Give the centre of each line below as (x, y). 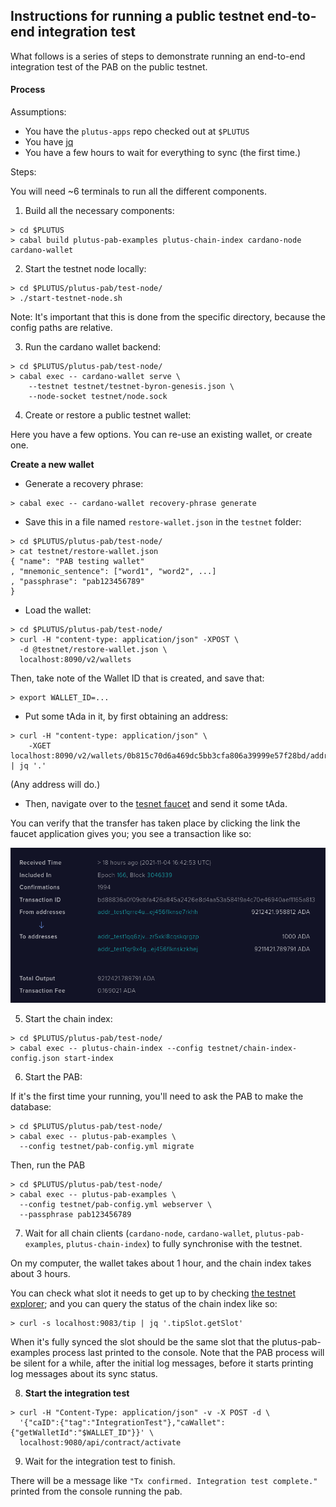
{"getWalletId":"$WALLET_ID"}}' (77, 1432)
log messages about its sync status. (84, 1373)
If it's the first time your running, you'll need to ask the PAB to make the (157, 1096)
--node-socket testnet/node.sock (98, 397)
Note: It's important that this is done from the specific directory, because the (168, 317)
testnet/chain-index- (252, 1048)
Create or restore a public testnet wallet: (108, 415)
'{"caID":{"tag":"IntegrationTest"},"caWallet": (122, 1422)
